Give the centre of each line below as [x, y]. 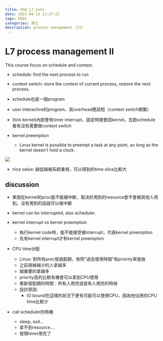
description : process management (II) [44, 28]
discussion [22, 185]
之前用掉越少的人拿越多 [43, 265]
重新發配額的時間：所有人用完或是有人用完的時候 [68, 283]
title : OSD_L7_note [25, 9]
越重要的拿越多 [34, 271]
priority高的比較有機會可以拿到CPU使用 [59, 277]
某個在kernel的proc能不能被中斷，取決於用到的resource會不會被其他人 [83, 197]
